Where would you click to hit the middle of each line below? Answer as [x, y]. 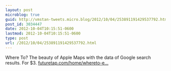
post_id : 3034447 [24, 24]
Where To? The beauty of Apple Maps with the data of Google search [78, 57]
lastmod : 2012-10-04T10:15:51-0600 [43, 33]
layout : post [19, 10]
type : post [17, 39]
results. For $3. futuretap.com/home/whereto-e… [57, 63]
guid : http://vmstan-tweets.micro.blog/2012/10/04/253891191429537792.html [87, 19]
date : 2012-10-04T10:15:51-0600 [39, 29]
